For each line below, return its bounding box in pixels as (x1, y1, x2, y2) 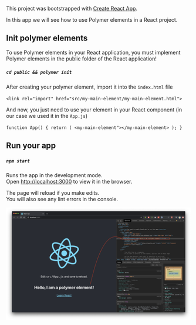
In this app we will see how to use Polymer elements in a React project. (6, 16, 178, 23)
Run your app (6, 141, 56, 151)
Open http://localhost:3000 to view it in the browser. (6, 178, 133, 185)
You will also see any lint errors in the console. (6, 196, 119, 203)
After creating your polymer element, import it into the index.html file (6, 83, 173, 90)
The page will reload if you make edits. (6, 189, 100, 197)
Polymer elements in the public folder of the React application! (6, 55, 157, 62)
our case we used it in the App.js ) (6, 112, 88, 119)
